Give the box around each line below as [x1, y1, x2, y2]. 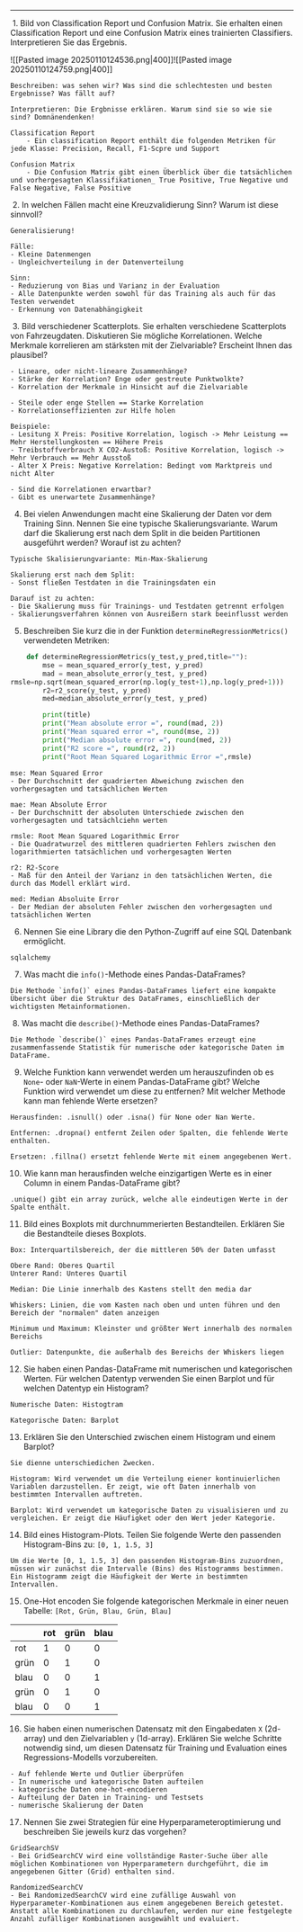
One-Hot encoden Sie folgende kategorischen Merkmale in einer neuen [22, 1596, 289, 1606]
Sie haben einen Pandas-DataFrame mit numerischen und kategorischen [22, 1364, 293, 1374]
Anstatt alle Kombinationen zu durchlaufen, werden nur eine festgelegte [10, 1906, 293, 1916]
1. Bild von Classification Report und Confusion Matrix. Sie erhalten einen [12, 18, 283, 28]
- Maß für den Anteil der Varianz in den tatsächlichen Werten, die [10, 871, 272, 880]
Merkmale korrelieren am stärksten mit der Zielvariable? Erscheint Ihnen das [10, 340, 293, 351]
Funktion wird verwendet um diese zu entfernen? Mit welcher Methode [22, 1086, 286, 1096]
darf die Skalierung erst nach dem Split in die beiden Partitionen [22, 528, 261, 538]
